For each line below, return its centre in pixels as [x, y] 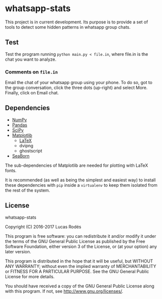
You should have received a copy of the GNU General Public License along [80, 286]
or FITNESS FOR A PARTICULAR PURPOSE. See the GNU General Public [77, 271]
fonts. [11, 170]
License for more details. [30, 276]
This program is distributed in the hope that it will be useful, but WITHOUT [79, 261]
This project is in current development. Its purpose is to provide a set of [77, 22]
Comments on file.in [32, 72]
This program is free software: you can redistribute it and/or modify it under [81, 236]
